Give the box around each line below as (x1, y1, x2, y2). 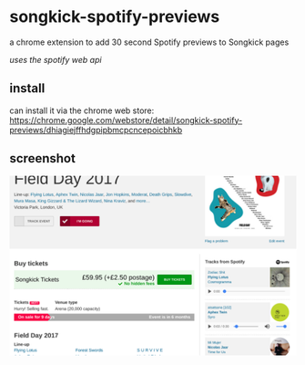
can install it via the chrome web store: (9, 105, 155, 116)
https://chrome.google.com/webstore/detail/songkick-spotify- (9, 114, 243, 125)
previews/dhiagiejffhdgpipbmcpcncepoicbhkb (9, 124, 183, 135)
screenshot (9, 151, 76, 166)
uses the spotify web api (9, 54, 102, 65)
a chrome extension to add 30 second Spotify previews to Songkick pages (9, 36, 290, 47)
